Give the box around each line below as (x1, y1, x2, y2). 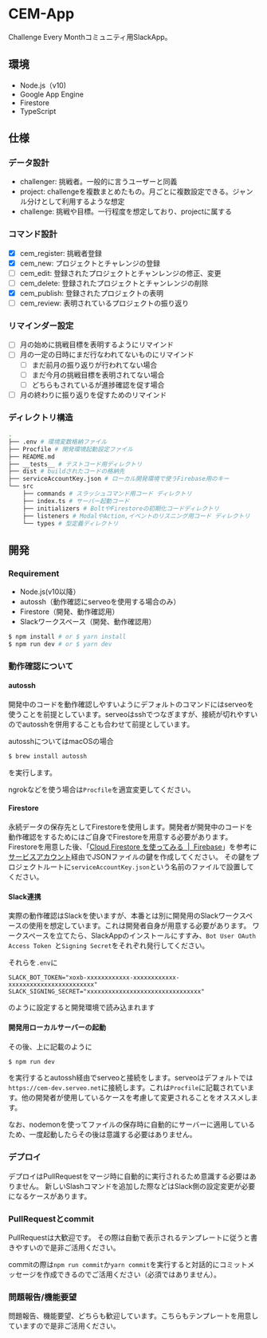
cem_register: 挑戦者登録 (19, 248, 102, 258)
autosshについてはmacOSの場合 (8, 737, 114, 746)
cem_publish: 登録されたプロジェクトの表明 (19, 288, 163, 297)
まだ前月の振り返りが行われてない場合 (31, 360, 158, 369)
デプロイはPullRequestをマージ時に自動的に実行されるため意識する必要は (8, 1171, 249, 1181)
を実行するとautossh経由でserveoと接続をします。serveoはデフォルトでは (8, 1073, 253, 1083)
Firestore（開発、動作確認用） (19, 607, 120, 616)
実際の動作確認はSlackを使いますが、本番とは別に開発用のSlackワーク (8, 911, 240, 921)
